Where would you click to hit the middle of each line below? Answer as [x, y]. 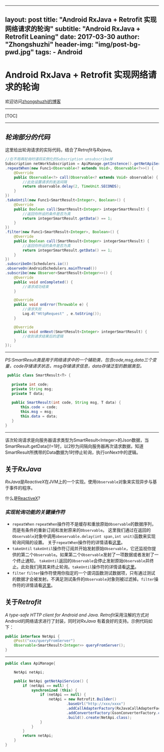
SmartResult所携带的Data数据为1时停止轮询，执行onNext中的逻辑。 [73, 452]
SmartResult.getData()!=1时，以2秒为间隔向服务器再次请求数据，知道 [74, 446]
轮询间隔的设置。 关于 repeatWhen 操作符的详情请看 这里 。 [69, 542]
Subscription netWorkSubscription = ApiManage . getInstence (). [70, 164]
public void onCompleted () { [43, 282]
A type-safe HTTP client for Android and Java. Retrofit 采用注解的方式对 [77, 615]
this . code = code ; [39, 407]
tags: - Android [59, 52]
